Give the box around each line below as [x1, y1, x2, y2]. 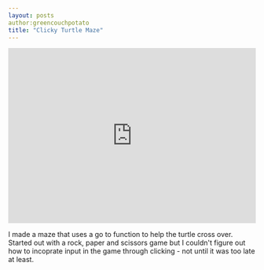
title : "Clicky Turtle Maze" [8, 26, 104, 34]
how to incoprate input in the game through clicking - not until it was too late [8, 246, 255, 256]
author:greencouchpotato [8, 19, 90, 27]
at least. [8, 255, 34, 264]
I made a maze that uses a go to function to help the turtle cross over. [8, 230, 233, 239]
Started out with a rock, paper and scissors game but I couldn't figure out [8, 238, 246, 248]
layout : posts [8, 11, 55, 20]
